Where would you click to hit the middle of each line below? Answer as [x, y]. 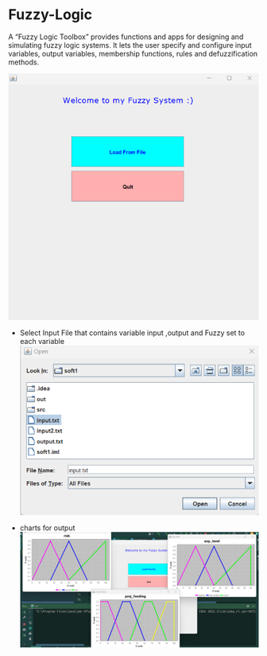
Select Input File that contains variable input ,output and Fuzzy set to [132, 333]
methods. [24, 62]
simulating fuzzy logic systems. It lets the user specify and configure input [130, 45]
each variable [42, 342]
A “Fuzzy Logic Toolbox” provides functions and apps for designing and [126, 37]
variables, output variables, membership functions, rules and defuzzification [133, 53]
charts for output [47, 528]
